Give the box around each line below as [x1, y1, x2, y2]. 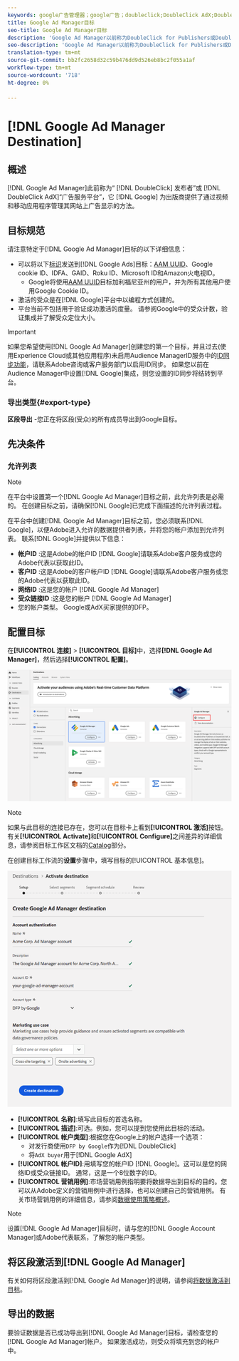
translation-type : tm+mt [7, 49, 81, 56]
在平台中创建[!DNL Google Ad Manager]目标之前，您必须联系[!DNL [7, 517, 204, 525]
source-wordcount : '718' [7, 71, 81, 78]
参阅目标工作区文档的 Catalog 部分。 [26, 841, 130, 850]
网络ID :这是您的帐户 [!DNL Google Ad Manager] [17, 585, 159, 594]
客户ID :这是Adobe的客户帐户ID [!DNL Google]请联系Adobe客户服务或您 [17, 567, 229, 576]
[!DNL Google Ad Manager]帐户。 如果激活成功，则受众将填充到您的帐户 [7, 1337, 220, 1345]
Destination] [7, 133, 83, 150]
